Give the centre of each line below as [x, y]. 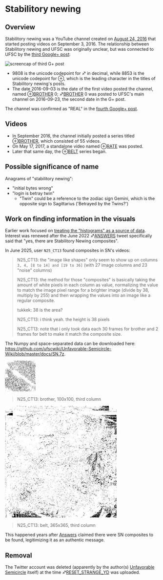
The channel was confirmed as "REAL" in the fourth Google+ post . [71, 109]
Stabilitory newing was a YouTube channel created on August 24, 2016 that [81, 39]
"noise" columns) [34, 270]
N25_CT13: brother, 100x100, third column [59, 399]
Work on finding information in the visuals [70, 219]
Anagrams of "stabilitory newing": [39, 178]
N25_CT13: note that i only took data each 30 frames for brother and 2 [88, 329]
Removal [19, 555]
